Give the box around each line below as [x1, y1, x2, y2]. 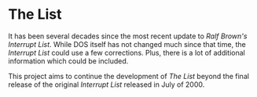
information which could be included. [8, 56, 129, 66]
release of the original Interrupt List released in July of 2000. [8, 80, 205, 89]
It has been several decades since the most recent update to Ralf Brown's [8, 31, 248, 41]
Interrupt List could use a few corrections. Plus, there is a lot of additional [8, 48, 245, 57]
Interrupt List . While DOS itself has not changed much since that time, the [8, 39, 246, 48]
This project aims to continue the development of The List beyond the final [8, 71, 250, 81]
